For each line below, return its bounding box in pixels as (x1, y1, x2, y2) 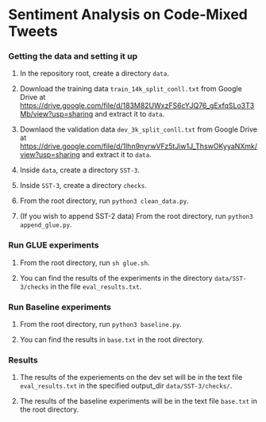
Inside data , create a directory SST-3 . (19, 165, 141, 175)
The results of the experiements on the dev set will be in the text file (19, 373, 243, 382)
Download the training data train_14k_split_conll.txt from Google (19, 84, 242, 94)
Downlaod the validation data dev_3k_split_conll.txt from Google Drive (19, 125, 258, 134)
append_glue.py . (19, 220, 73, 229)
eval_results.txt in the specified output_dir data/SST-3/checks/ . (19, 381, 233, 390)
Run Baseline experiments (8, 301, 111, 313)
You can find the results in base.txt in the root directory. (19, 335, 205, 344)
